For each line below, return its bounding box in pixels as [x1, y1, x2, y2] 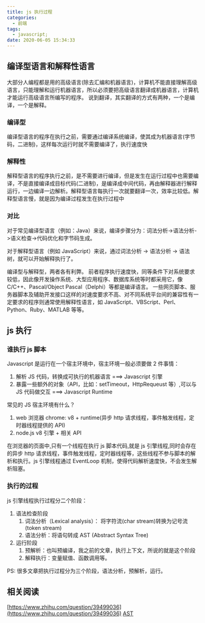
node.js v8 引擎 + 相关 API [15, 430, 82, 437]
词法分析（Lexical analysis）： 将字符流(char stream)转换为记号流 [24, 517, 188, 524]
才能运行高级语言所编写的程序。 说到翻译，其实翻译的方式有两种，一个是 [7, 94, 190, 101]
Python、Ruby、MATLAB [7, 305, 70, 313]
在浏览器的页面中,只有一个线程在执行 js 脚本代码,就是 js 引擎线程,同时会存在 [7, 442, 196, 450]
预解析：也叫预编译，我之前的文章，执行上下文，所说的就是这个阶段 [24, 546, 196, 554]
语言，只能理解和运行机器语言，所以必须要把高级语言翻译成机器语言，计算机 [7, 86, 199, 93]
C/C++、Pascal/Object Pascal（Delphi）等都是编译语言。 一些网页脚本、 [7, 283, 190, 290]
